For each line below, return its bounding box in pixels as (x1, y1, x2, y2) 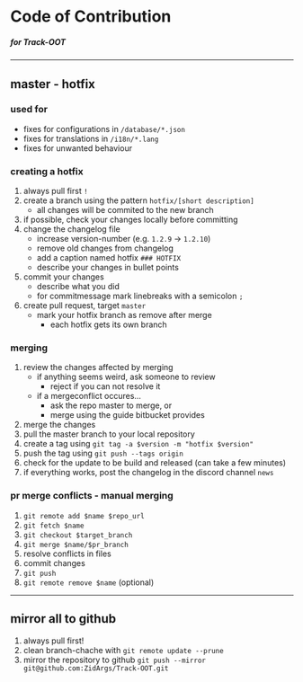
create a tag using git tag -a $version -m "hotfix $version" (22, 438, 254, 449)
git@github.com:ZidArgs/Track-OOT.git (22, 663, 169, 673)
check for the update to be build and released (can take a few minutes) (22, 457, 287, 468)
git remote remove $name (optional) (22, 577, 155, 588)
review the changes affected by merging (22, 362, 174, 373)
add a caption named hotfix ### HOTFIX (36, 252, 182, 263)
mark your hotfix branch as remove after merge (36, 310, 212, 321)
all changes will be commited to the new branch (36, 205, 214, 216)
